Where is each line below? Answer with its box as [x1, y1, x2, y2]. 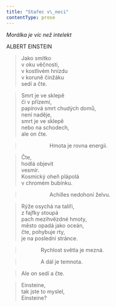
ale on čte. [21, 130, 48, 138]
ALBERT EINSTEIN [6, 43, 53, 50]
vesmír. [21, 166, 40, 174]
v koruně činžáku [21, 74, 65, 81]
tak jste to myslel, [21, 288, 65, 295]
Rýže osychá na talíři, [21, 203, 74, 210]
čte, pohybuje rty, [21, 228, 65, 235]
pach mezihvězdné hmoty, [21, 215, 88, 223]
